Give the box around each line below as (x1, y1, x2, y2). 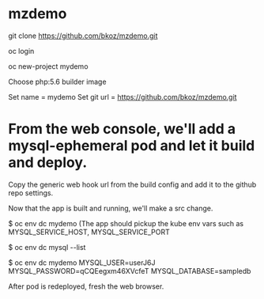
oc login (8, 46, 35, 55)
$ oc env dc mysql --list (8, 242, 86, 252)
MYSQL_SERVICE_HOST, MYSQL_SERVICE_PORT (8, 227, 170, 237)
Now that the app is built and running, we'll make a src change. (8, 203, 213, 213)
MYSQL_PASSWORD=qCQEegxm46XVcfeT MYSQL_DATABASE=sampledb (8, 266, 251, 275)
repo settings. (8, 187, 54, 198)
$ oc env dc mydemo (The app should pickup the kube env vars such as (8, 218, 243, 228)
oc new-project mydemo (8, 61, 89, 71)
